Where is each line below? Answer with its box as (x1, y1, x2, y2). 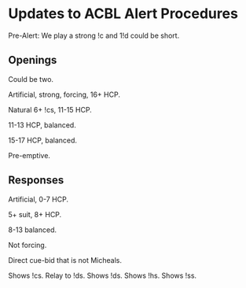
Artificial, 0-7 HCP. (8, 194, 69, 204)
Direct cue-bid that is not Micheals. (8, 255, 122, 264)
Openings (8, 54, 57, 67)
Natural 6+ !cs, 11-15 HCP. (8, 105, 92, 114)
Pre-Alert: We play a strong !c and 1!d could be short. (8, 31, 180, 40)
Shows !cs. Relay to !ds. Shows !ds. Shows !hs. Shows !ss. (8, 271, 197, 280)
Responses (8, 174, 64, 187)
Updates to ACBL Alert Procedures (8, 5, 238, 23)
